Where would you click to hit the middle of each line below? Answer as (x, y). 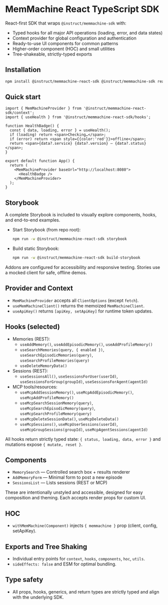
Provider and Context (39, 288)
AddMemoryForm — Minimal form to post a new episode (67, 477)
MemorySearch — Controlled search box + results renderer (71, 472)
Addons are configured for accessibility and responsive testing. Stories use (83, 267)
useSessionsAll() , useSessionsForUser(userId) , (69, 376)
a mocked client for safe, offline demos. (46, 272)
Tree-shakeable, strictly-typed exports (52, 54)
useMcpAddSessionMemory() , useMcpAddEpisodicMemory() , (77, 392)
